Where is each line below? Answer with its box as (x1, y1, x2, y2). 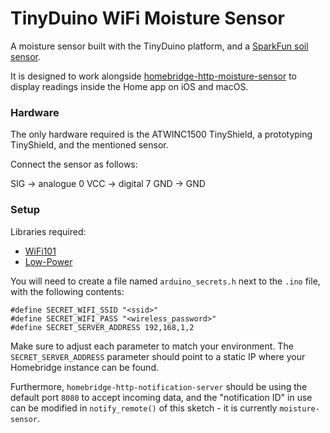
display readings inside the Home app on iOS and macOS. (10, 80, 249, 92)
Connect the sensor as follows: (10, 158, 138, 171)
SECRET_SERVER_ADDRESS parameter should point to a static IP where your (10, 350, 306, 362)
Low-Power (24, 255, 73, 267)
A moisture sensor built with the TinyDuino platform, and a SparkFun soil (10, 40, 309, 52)
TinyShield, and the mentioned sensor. (10, 139, 169, 151)
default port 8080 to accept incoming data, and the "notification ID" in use (10, 391, 313, 403)
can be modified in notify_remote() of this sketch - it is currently (10, 402, 278, 414)
